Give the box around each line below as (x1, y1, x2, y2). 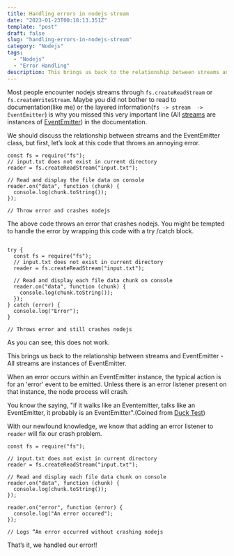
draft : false (7, 29, 45, 37)
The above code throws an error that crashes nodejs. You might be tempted (7, 219, 225, 228)
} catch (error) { (7, 301, 61, 308)
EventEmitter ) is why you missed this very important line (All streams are (7, 110, 216, 119)
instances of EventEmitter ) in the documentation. (7, 117, 148, 126)
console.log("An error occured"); (13, 510, 114, 517)
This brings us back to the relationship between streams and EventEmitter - (7, 351, 224, 360)
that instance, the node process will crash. (7, 387, 129, 395)
